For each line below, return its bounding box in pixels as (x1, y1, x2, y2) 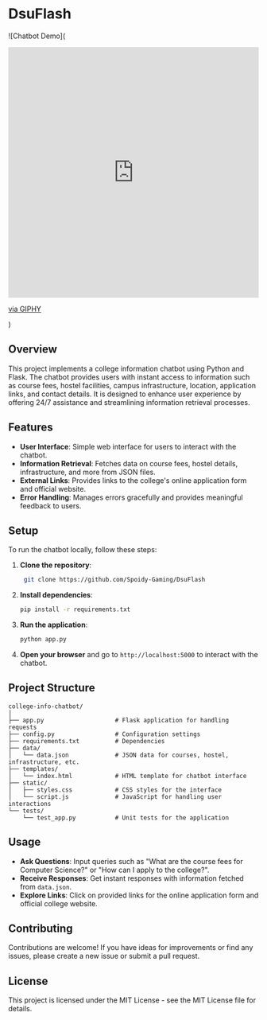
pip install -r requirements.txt (19, 605, 131, 613)
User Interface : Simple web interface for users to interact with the (19, 442, 237, 451)
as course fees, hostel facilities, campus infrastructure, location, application (8, 380, 257, 390)
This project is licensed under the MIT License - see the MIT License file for (8, 995, 257, 1005)
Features (8, 421, 53, 434)
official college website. (19, 898, 98, 908)
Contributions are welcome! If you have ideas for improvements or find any (8, 943, 253, 952)
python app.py (19, 636, 67, 644)
